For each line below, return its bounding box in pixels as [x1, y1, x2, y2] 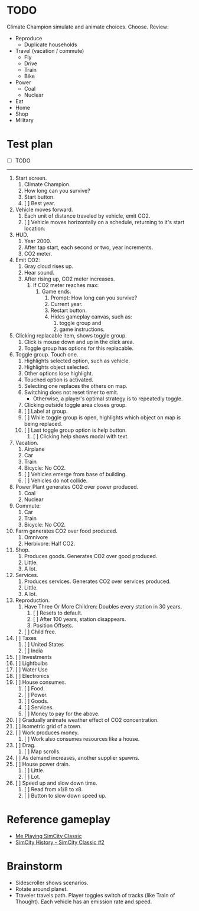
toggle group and [59, 319, 102, 326]
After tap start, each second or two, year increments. [24, 244, 154, 251]
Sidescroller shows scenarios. [15, 879, 89, 886]
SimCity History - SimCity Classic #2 [15, 839, 105, 846]
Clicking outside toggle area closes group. [24, 401, 128, 408]
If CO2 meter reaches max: [32, 281, 99, 288]
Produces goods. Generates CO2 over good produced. [24, 552, 158, 559]
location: [24, 225, 46, 232]
